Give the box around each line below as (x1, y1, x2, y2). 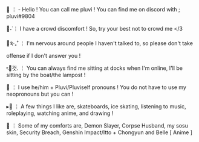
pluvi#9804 (6, 13, 35, 20)
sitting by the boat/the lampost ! (6, 72, 86, 78)
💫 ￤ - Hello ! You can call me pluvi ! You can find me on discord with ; (6, 6, 180, 13)
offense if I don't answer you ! (6, 52, 81, 59)
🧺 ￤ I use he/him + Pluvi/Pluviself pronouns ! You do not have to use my (6, 84, 186, 91)
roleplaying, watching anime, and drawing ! (6, 110, 114, 117)
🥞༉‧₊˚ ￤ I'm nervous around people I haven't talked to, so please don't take (6, 40, 194, 47)
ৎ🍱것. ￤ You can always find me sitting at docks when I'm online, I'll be (6, 64, 183, 72)
